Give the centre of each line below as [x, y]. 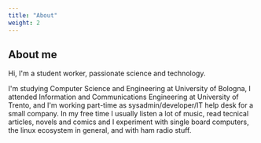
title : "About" [33, 15]
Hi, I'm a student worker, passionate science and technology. [107, 73]
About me [33, 55]
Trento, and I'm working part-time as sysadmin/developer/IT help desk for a [131, 105]
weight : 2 [24, 23]
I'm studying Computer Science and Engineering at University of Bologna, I [130, 89]
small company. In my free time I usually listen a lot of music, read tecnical [129, 114]
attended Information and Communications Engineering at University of [123, 97]
